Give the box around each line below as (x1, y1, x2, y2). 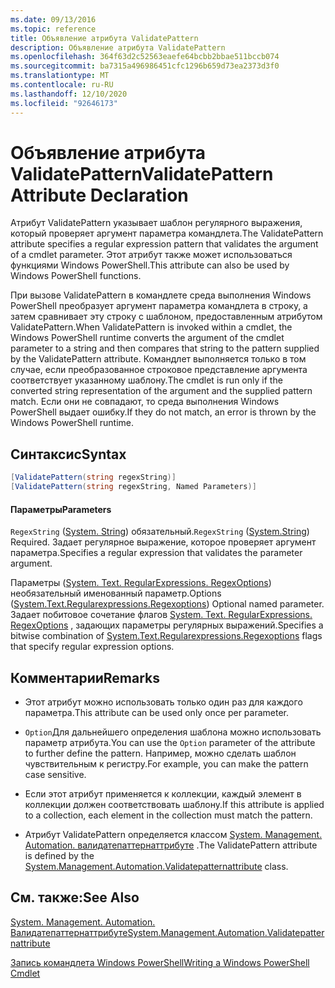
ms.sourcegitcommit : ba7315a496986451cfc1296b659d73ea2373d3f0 (10, 61, 280, 71)
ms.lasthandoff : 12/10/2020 (10, 89, 128, 99)
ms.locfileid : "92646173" (10, 98, 118, 108)
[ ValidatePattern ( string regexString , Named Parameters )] (10, 482, 257, 492)
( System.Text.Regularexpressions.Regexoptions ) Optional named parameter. (10, 598, 325, 610)
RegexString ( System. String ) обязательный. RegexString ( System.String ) (10, 526, 310, 538)
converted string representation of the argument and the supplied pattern (10, 385, 313, 397)
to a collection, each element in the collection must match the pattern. (24, 809, 313, 821)
